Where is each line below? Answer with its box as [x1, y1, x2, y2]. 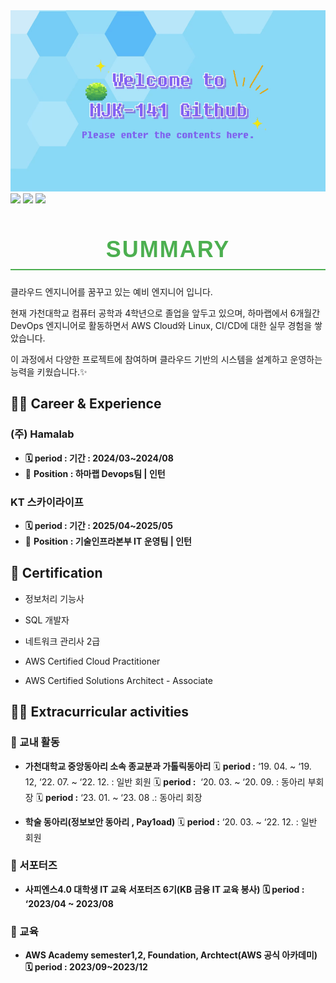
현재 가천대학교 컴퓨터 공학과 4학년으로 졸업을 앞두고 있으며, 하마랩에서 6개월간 [10, 307, 321, 319]
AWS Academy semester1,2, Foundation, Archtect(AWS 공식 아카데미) [24, 949, 318, 961]
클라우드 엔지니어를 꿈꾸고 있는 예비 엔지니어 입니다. [10, 286, 213, 298]
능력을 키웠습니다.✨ [10, 366, 88, 378]
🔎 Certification [10, 565, 103, 582]
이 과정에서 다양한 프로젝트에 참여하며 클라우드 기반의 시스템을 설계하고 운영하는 [10, 354, 323, 366]
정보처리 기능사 [24, 592, 85, 604]
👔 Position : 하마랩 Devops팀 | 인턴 [24, 467, 166, 479]
